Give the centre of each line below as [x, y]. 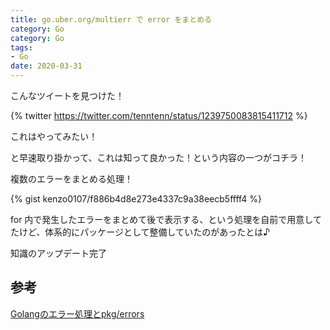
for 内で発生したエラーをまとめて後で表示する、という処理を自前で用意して [166, 219]
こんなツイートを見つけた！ [67, 95]
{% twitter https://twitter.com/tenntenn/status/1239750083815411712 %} [159, 115]
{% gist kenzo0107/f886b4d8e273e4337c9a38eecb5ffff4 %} [136, 199]
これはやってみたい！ [54, 136]
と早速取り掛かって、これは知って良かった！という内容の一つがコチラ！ [158, 157]
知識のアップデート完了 [58, 253]
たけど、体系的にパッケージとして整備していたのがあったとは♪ [140, 232]
